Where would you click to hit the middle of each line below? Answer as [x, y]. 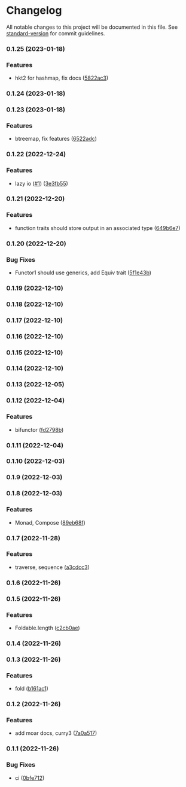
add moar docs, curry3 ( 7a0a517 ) [56, 733]
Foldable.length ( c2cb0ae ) [47, 628]
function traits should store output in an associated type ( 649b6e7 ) [97, 228]
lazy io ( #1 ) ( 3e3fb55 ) [42, 183]
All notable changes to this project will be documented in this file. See [92, 27]
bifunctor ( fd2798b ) [39, 429]
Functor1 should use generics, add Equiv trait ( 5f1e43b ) [83, 273]
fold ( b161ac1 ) [32, 689]
